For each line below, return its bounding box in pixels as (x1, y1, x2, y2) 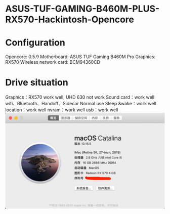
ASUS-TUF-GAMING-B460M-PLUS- (5, 3, 160, 15)
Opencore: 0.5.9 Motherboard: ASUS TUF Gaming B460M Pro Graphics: (5, 54, 156, 60)
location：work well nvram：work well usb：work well (5, 107, 118, 113)
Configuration (5, 37, 66, 49)
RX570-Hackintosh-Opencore (5, 14, 134, 25)
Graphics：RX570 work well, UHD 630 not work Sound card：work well (5, 94, 155, 100)
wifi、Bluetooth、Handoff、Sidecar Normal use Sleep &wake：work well (5, 101, 157, 107)
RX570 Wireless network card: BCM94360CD (5, 59, 100, 65)
